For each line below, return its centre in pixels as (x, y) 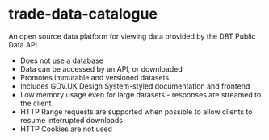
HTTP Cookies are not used (66, 129)
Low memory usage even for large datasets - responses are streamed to (141, 94)
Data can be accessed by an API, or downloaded (101, 68)
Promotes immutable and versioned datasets (95, 77)
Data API (23, 44)
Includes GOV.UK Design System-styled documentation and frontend (135, 86)
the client (36, 103)
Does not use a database (61, 60)
